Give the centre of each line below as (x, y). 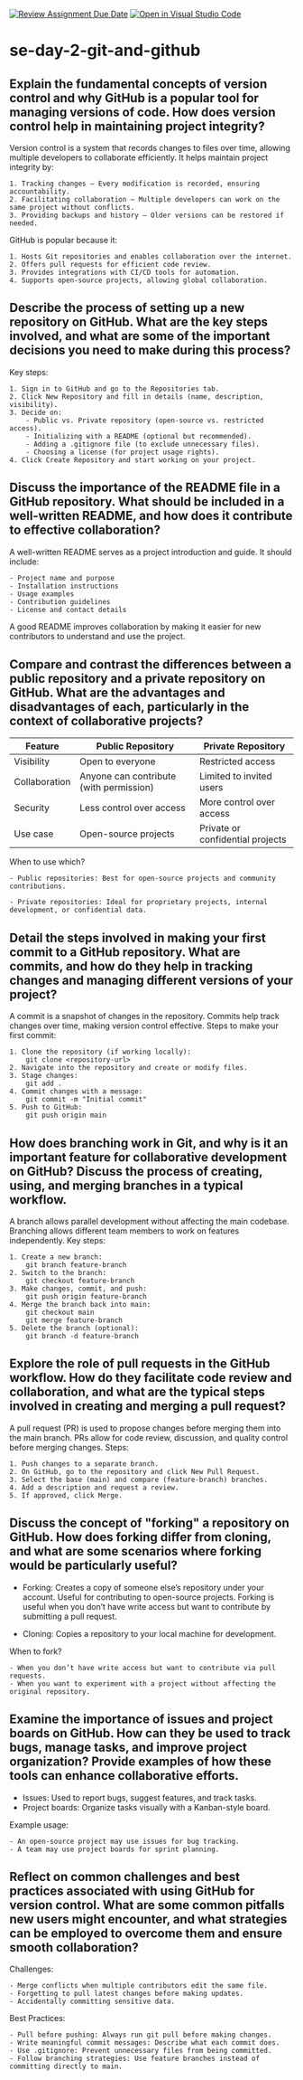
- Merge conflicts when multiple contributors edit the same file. (139, 1986)
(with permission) (117, 788)
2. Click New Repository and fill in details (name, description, (137, 397)
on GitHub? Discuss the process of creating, (136, 1171)
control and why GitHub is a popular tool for (134, 98)
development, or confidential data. (78, 910)
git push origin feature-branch (86, 1297)
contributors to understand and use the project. (97, 636)
